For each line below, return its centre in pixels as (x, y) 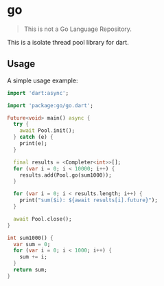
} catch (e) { (33, 137)
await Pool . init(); (47, 131)
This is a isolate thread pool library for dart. (68, 42)
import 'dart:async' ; (38, 93)
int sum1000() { (30, 238)
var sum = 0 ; (32, 244)
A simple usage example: (43, 80)
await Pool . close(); (43, 219)
